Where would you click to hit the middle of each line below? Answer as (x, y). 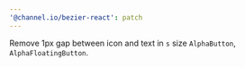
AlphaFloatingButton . (49, 52)
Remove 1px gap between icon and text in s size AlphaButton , (123, 43)
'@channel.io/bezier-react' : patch (76, 17)
